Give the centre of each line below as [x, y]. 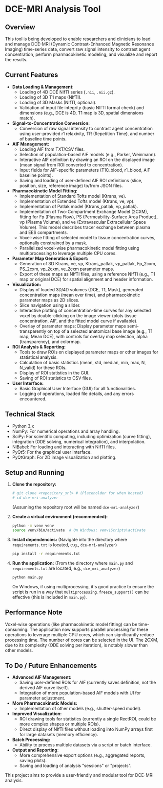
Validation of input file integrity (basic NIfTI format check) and [81, 107]
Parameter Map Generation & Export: [50, 258]
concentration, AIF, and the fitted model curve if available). [78, 321]
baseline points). [36, 175]
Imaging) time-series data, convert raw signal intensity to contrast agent [78, 49]
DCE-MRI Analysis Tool [53, 9]
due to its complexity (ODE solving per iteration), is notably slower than [76, 645]
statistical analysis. [38, 357]
